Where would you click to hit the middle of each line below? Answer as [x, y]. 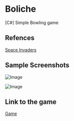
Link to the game [31, 102]
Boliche [21, 9]
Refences [20, 38]
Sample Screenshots [37, 65]
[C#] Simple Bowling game [32, 23]
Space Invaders [21, 49]
